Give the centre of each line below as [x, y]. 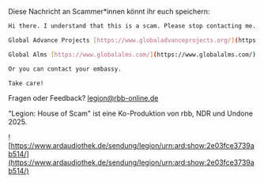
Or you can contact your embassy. [65, 69]
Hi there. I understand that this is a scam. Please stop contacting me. [132, 26]
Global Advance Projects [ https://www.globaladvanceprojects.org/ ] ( [123, 40]
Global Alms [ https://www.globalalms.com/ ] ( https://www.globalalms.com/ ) [132, 55]
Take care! [26, 83]
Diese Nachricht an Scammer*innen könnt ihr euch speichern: [109, 11]
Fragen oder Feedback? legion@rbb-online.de [83, 98]
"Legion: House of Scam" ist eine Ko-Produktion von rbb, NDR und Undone [130, 113]
